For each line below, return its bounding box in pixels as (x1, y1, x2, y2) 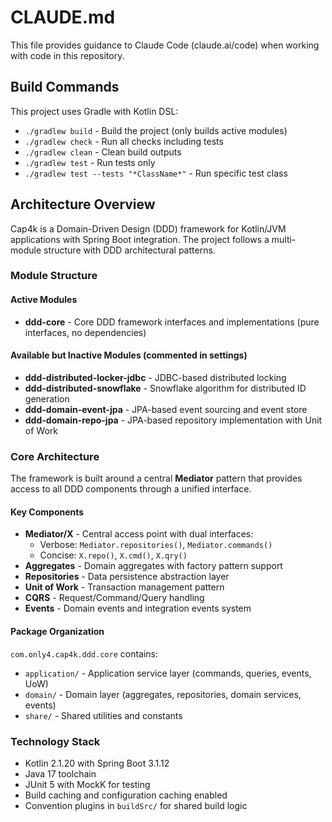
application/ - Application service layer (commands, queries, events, (24, 667, 312, 679)
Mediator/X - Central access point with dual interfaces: (24, 528, 254, 540)
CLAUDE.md (10, 6, 116, 29)
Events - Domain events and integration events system (24, 602, 252, 615)
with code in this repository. (10, 49, 125, 61)
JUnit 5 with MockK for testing (24, 778, 151, 790)
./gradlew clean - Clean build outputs (24, 146, 182, 158)
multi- (271, 233, 297, 245)
